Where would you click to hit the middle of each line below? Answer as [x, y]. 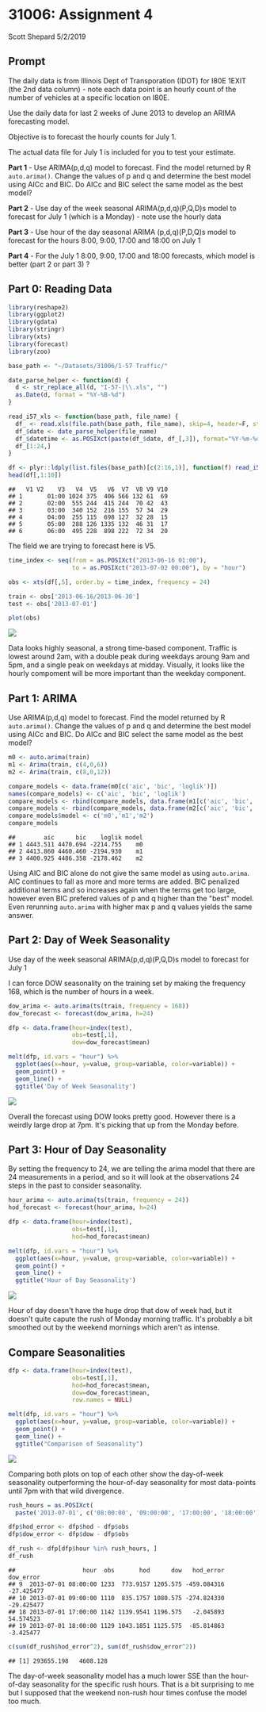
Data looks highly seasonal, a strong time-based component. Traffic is [123, 648]
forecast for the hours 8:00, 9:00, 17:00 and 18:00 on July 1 [104, 240]
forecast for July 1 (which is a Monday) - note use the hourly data [115, 217]
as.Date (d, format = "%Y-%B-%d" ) [70, 395]
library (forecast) [38, 344]
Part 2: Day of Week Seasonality [89, 940]
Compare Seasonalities [67, 1352]
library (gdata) [33, 322]
